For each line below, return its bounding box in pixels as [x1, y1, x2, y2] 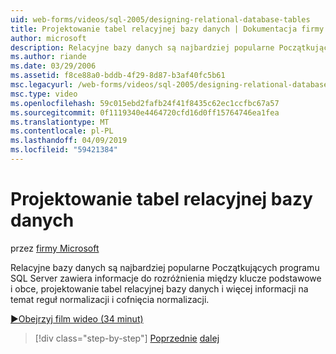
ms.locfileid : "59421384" [10, 145, 118, 155]
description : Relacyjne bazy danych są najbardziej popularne [10, 42, 275, 53]
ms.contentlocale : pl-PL [10, 126, 114, 136]
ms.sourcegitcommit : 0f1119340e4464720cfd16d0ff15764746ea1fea [10, 107, 280, 118]
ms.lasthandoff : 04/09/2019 [10, 136, 128, 146]
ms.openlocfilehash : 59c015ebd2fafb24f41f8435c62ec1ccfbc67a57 [10, 98, 280, 108]
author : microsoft [10, 33, 87, 43]
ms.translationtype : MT [10, 117, 110, 127]
